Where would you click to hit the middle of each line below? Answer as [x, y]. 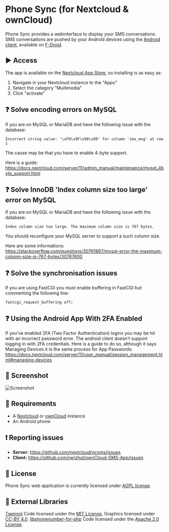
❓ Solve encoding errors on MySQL [61, 110]
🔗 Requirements [31, 404]
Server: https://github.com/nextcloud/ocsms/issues [67, 452]
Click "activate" [29, 93]
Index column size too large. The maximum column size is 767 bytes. [80, 227]
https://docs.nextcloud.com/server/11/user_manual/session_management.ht [84, 354]
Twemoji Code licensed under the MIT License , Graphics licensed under [80, 514]
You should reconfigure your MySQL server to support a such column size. [83, 236]
